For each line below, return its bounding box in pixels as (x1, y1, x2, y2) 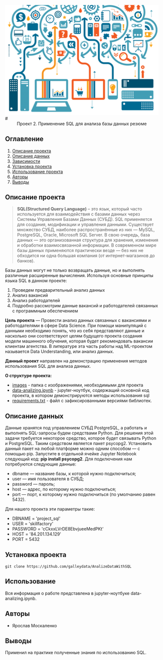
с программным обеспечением (12, 308, 78, 314)
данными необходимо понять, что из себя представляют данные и (5, 328, 145, 334)
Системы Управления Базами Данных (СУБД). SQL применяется (17, 216, 152, 222)
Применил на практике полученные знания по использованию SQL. (5, 650, 147, 656)
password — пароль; (12, 481, 55, 487)
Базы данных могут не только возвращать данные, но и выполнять (5, 267, 145, 273)
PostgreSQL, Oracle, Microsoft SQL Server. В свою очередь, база (17, 232, 150, 238)
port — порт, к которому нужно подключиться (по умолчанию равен (12, 491, 156, 497)
